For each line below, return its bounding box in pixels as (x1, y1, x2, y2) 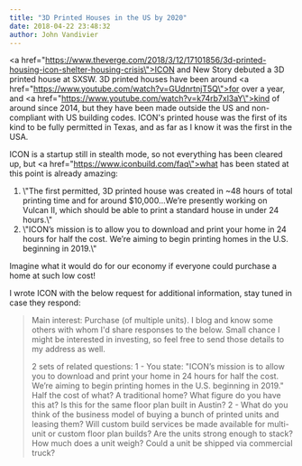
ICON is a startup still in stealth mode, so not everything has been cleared (9, 149, 283, 160)
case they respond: (9, 297, 81, 308)
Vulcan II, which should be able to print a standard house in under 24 (22, 205, 279, 216)
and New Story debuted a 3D (176, 64, 285, 75)
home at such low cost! (9, 270, 96, 281)
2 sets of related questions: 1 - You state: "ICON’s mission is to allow (31, 361, 286, 372)
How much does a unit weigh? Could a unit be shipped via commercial (31, 438, 293, 449)
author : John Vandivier (9, 30, 99, 39)
